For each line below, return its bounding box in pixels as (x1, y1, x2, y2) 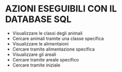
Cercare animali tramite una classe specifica (12, 35, 104, 41)
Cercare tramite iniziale (12, 62, 60, 68)
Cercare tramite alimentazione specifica (12, 46, 95, 52)
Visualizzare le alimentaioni (12, 40, 69, 46)
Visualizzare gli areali (12, 51, 56, 57)
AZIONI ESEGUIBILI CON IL (5, 3, 117, 14)
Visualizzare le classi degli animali (12, 30, 82, 36)
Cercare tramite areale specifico (12, 56, 79, 62)
